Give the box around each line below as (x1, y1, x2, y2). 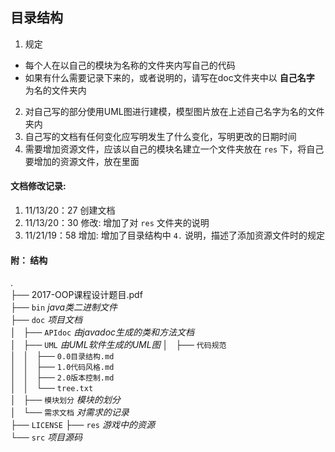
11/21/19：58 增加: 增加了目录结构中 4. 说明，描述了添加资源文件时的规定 (24, 229, 325, 242)
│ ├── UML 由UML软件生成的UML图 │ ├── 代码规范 (10, 339, 227, 351)
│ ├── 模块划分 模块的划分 (10, 394, 121, 406)
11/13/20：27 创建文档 (24, 204, 116, 217)
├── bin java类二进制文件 (10, 301, 118, 313)
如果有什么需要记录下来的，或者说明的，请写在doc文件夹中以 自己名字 (24, 71, 315, 83)
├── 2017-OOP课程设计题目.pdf (10, 289, 143, 301)
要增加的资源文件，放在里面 (24, 155, 140, 167)
